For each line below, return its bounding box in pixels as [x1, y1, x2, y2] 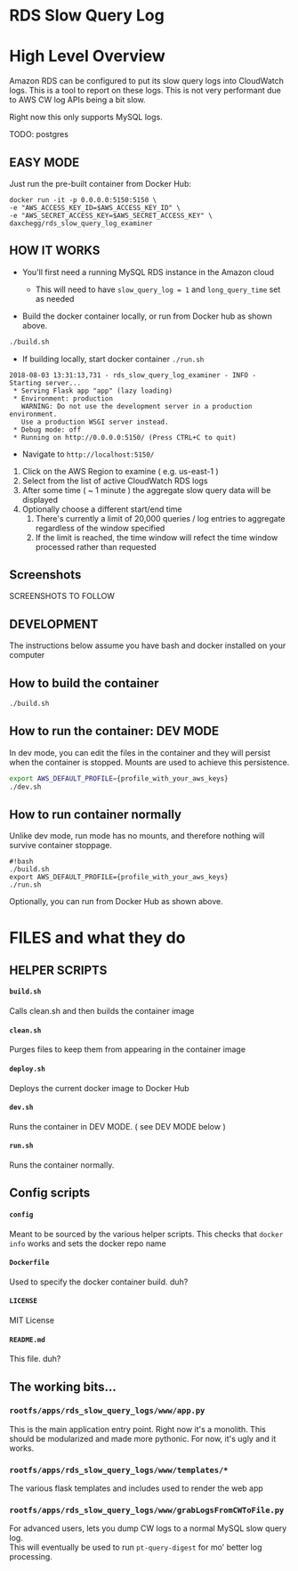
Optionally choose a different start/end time [21, 504, 182, 514]
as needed [35, 293, 75, 304]
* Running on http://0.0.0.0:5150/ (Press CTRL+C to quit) [12, 433, 238, 441]
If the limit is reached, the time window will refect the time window [35, 531, 278, 543]
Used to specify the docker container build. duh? [9, 1276, 189, 1287]
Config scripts [9, 1186, 91, 1201]
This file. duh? [9, 1354, 61, 1365]
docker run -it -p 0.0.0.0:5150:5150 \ [9, 195, 157, 205]
